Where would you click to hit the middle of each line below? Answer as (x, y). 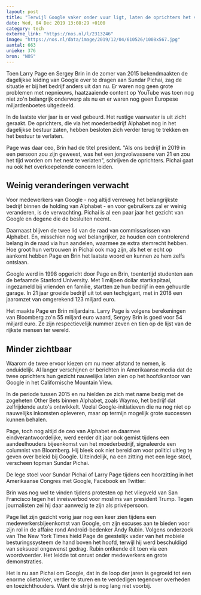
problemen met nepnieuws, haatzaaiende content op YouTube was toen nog (100, 92)
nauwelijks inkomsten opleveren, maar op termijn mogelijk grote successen (99, 413)
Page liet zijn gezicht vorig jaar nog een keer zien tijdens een (81, 517)
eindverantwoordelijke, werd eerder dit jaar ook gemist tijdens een (88, 437)
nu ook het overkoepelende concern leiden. (60, 167)
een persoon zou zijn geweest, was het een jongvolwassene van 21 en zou (98, 154)
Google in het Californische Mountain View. (59, 383)
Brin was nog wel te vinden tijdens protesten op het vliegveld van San (92, 493)
